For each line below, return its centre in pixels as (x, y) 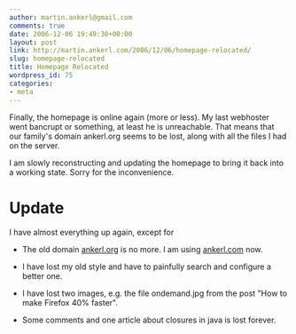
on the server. (35, 145)
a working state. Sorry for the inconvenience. (92, 172)
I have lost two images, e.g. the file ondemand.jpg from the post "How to (155, 293)
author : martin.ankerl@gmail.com (71, 17)
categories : (31, 83)
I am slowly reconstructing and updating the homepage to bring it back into (147, 163)
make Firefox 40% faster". (70, 303)
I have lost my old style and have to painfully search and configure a (147, 266)
